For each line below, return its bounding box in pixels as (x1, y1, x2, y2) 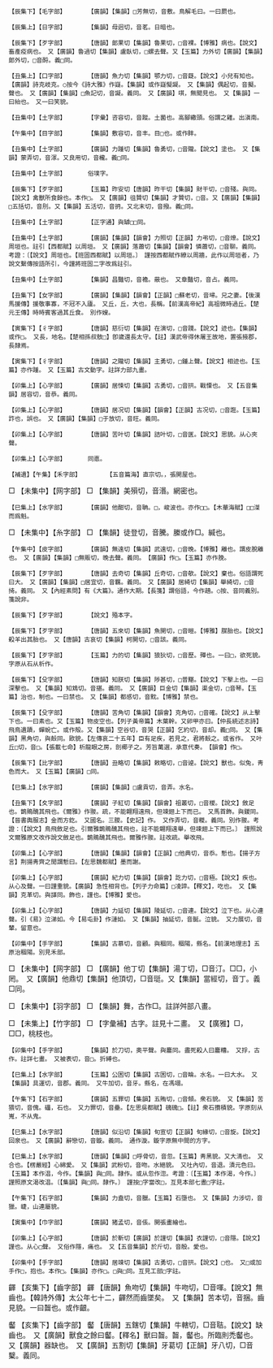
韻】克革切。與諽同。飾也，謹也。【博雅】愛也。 (8, 891, 145, 899)
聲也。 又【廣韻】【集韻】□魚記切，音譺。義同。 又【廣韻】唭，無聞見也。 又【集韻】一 (8, 89, 260, 97)
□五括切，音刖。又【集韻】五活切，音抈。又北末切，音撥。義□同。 (8, 202, 197, 210)
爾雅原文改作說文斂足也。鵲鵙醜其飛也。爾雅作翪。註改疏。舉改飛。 (14, 833, 209, 842)
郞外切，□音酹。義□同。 (8, 56, 77, 64)
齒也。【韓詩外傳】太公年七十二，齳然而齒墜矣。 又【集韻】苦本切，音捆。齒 (8, 1292, 265, 1302)
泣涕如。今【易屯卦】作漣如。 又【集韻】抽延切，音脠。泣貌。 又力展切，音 (44, 916, 262, 924)
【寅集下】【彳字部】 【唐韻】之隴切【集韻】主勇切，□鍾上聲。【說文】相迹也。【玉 (8, 357, 261, 366)
